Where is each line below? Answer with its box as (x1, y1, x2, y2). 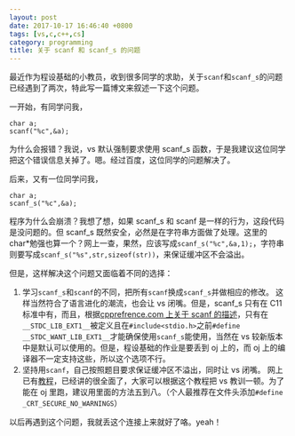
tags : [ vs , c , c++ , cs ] (9, 29, 86, 38)
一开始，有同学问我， (9, 101, 87, 112)
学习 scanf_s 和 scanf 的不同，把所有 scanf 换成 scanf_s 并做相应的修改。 (21, 287, 274, 297)
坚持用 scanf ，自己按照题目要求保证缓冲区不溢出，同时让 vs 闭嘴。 (21, 365, 266, 376)
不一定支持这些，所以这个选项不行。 (37, 353, 171, 364)
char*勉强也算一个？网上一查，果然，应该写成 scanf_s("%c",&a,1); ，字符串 (9, 238, 284, 249)
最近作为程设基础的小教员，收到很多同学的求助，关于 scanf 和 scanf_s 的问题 (9, 72, 283, 83)
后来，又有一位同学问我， (9, 174, 103, 185)
